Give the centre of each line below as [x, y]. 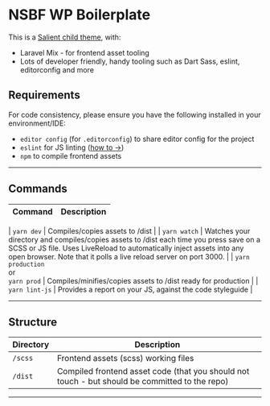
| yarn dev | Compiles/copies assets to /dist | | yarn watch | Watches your [129, 230]
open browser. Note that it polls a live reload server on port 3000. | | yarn [129, 256]
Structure [33, 322]
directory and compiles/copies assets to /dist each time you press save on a [135, 239]
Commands [38, 189]
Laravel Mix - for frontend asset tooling [85, 52]
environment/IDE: [37, 123]
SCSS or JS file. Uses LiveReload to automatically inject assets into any [126, 248]
